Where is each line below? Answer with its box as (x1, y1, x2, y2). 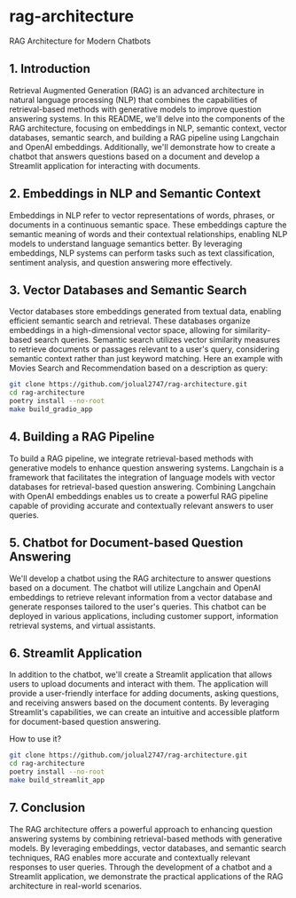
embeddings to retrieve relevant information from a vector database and (9, 592, 273, 602)
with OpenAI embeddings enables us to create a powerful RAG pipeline (9, 490, 269, 501)
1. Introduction (9, 61, 90, 76)
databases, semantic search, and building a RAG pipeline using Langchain (9, 131, 279, 143)
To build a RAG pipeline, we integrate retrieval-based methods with (9, 453, 254, 464)
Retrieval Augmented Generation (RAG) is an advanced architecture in (9, 84, 264, 95)
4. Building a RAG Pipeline (9, 429, 155, 445)
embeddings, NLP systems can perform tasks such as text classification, (9, 247, 275, 258)
